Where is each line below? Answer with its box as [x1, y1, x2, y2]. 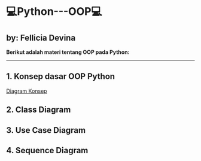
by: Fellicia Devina [6, 32, 76, 42]
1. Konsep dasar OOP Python [6, 71, 115, 81]
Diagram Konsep [6, 87, 47, 95]
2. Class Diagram [6, 105, 71, 115]
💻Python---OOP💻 [6, 5, 102, 19]
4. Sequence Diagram [6, 145, 89, 156]
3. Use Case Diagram [6, 125, 86, 135]
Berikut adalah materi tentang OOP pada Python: [6, 48, 130, 56]
